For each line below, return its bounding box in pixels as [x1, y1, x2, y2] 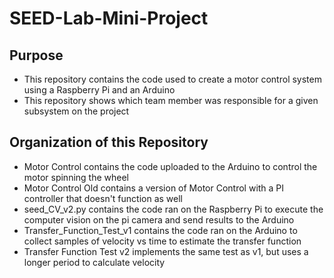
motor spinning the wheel [23, 171, 129, 183]
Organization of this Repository [9, 134, 209, 151]
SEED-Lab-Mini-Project [9, 7, 209, 30]
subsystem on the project [23, 105, 130, 117]
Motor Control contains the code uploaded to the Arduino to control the [23, 160, 318, 172]
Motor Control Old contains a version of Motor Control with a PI [23, 182, 285, 194]
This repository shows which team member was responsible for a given [23, 95, 319, 106]
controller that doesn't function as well [23, 192, 184, 204]
